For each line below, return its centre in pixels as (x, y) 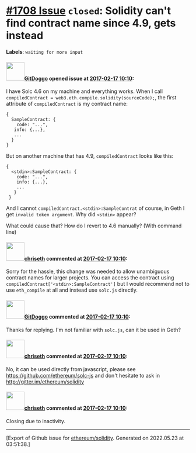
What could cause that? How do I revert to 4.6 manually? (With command (94, 226)
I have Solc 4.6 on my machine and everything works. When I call (85, 91)
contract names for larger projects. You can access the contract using (90, 278)
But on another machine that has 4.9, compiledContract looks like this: (90, 156)
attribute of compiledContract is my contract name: (67, 104)
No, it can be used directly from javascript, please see (71, 369)
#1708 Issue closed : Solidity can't (88, 11)
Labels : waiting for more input (45, 51)
